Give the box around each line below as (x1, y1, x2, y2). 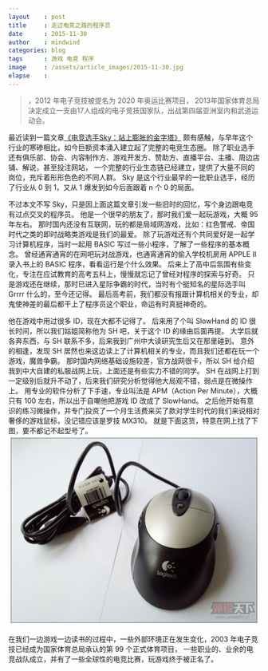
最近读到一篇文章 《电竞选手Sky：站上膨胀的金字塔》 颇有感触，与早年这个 (8, 132, 254, 142)
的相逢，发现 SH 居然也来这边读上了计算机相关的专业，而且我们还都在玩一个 (8, 345, 260, 355)
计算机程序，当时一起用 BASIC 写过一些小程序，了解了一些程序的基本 (14, 239, 243, 249)
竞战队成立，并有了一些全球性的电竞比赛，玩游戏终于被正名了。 (8, 654, 218, 664)
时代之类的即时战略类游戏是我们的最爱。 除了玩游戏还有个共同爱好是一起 (8, 229, 248, 239)
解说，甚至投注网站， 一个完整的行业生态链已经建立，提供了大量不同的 (22, 162, 255, 172)
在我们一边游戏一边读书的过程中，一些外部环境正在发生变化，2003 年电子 (8, 634, 251, 644)
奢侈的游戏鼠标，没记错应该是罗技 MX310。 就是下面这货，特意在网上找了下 (8, 416, 258, 425)
